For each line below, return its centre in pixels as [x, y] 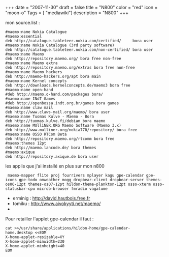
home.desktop [19, 233]
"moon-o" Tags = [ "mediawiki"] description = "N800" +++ [67, 13]
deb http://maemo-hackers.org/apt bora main [53, 76]
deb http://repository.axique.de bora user [52, 157]
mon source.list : [23, 23]
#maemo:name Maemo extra [31, 63]
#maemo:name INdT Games [30, 99]
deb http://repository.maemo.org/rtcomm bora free [60, 139]
